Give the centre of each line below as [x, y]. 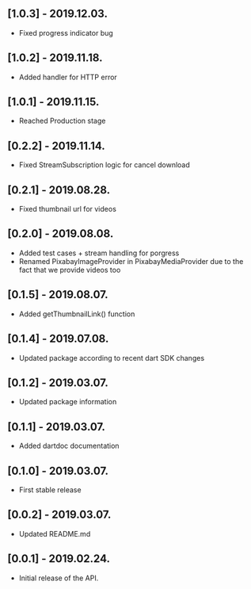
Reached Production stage [62, 121]
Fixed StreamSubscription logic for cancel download [105, 165]
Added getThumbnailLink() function [77, 314]
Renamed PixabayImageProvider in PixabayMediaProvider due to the [131, 261]
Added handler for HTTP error [68, 77]
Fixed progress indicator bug [66, 33]
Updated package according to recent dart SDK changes [112, 358]
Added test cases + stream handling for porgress [99, 253]
